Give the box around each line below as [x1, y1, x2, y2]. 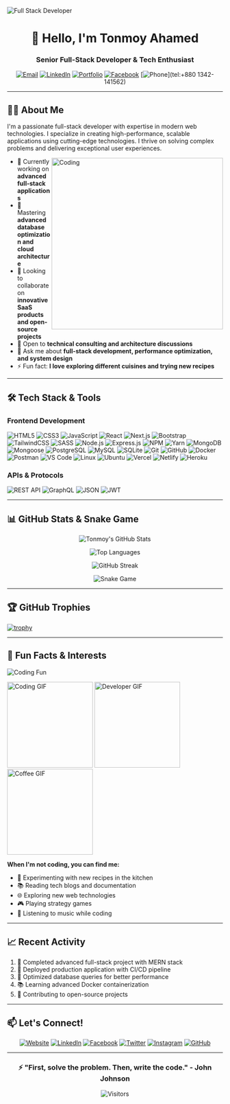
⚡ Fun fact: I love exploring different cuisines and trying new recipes [16, 362, 215, 371]
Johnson [100, 1074, 130, 1083]
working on [16, 165, 49, 173]
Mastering [16, 209, 46, 217]
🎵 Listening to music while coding [16, 909, 112, 917]
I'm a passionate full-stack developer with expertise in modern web [7, 122, 197, 130]
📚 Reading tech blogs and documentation [16, 881, 136, 889]
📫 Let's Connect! [7, 1017, 84, 1029]
